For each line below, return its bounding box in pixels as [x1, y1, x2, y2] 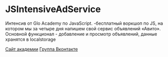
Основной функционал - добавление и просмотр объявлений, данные [5, 31, 157, 37]
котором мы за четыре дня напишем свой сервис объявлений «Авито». [5, 25, 161, 31]
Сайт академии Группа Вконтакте [5, 46, 78, 52]
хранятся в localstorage [5, 36, 56, 42]
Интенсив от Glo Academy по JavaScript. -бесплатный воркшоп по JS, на [5, 20, 163, 26]
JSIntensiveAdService [5, 4, 101, 15]
